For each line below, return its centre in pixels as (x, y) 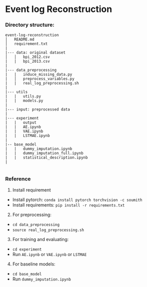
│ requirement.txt (27, 44)
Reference (18, 179)
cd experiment (27, 249)
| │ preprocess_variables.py (40, 79)
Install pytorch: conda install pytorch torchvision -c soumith (77, 199)
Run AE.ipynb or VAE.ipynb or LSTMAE (50, 254)
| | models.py (24, 101)
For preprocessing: (32, 214)
